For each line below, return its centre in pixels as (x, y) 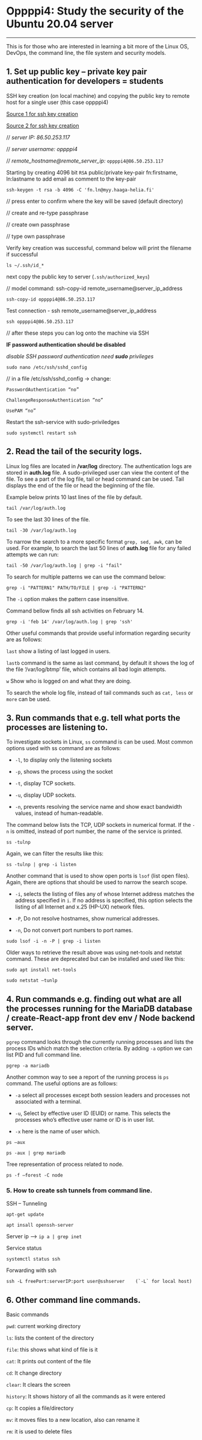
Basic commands (28, 1314)
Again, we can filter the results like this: (55, 853)
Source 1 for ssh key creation (42, 114)
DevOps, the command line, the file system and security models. (86, 53)
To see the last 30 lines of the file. (48, 519)
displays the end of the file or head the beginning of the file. (81, 485)
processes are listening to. (57, 727)
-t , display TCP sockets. (45, 783)
